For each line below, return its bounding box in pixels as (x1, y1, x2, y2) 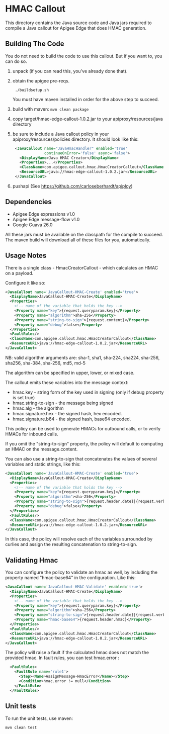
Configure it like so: (5, 280, 46, 286)
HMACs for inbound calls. (5, 431, 59, 437)
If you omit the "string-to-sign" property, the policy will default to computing (5, 440, 163, 446)
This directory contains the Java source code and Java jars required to (5, 20, 152, 26)
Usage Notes (5, 251, 47, 260)
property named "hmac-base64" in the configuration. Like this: (5, 575, 136, 581)
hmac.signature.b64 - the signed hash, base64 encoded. (12, 416, 131, 422)
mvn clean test (5, 725, 37, 730)
